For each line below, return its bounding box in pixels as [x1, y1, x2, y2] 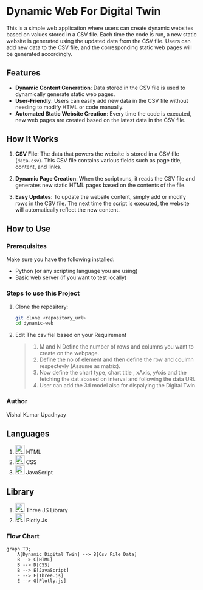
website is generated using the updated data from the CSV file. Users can [6, 37, 191, 44]
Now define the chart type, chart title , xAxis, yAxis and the [39, 369, 187, 377]
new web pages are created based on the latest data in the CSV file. [15, 116, 186, 123]
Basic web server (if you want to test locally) [15, 274, 127, 281]
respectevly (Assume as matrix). [39, 363, 120, 370]
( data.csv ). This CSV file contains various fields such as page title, [15, 156, 182, 164]
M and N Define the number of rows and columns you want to [39, 343, 194, 350]
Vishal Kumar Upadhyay [6, 411, 67, 418]
